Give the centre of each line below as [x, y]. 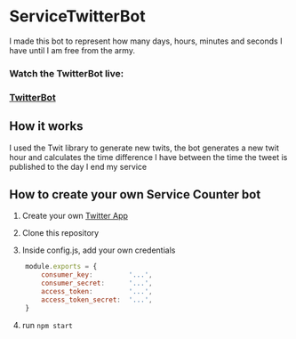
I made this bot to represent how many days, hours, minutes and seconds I [146, 41]
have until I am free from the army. [72, 50]
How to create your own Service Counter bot [135, 194]
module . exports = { [61, 267]
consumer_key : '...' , [97, 275]
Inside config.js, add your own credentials [99, 250]
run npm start [47, 325]
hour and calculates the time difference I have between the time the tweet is [148, 157]
